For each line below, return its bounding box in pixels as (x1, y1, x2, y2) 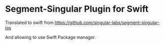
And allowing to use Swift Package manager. (5, 34, 96, 40)
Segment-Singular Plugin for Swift (5, 3, 149, 15)
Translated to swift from (5, 20, 54, 25)
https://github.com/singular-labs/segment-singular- (54, 20, 160, 25)
